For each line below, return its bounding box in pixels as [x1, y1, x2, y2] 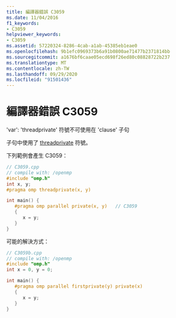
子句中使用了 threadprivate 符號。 [6, 139, 91, 147]
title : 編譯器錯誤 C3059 [6, 9, 65, 15]
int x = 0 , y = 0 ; [6, 267, 53, 273]
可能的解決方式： [6, 238, 49, 245]
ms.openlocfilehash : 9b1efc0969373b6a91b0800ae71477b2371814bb [6, 49, 171, 55]
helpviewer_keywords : [6, 32, 62, 38]
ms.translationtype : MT [6, 60, 67, 66]
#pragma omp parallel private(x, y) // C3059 [14, 203, 138, 210]
